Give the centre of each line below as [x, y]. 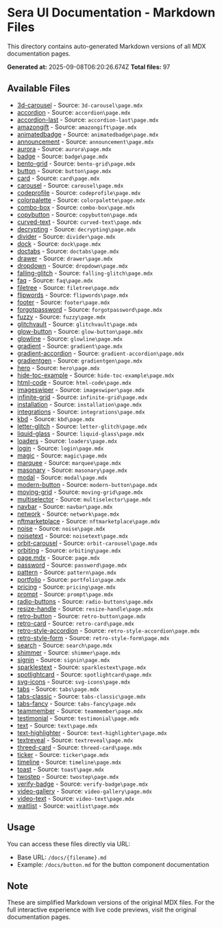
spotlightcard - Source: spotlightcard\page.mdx [84, 674]
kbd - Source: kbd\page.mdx [56, 419]
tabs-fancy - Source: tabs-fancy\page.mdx [76, 703]
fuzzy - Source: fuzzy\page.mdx [61, 317]
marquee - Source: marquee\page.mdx [69, 462]
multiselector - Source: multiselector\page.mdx [84, 499]
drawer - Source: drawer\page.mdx [65, 258]
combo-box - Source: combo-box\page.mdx [76, 207]
